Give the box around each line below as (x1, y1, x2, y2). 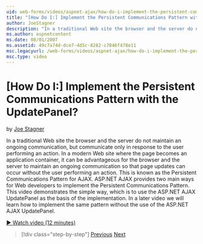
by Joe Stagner (6, 125, 45, 133)
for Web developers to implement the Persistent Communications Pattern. (6, 181, 190, 189)
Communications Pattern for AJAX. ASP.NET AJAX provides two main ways (6, 175, 195, 183)
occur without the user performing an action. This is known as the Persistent (6, 169, 197, 176)
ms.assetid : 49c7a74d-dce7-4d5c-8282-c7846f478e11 (6, 43, 137, 49)
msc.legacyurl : (6, 48, 45, 54)
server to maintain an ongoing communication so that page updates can (6, 162, 185, 169)
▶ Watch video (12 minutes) (6, 219, 76, 226)
